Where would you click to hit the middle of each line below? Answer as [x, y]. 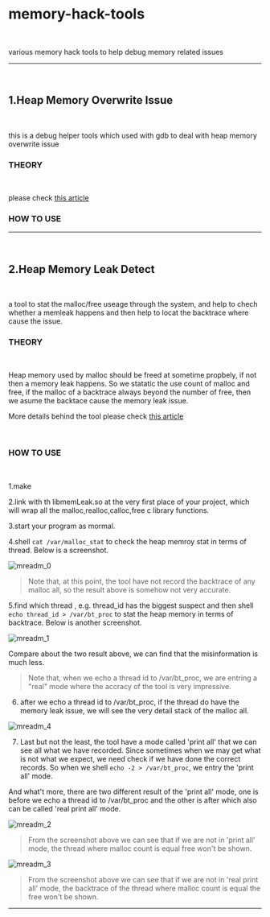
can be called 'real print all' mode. [65, 808]
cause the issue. [35, 321]
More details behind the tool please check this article [96, 416]
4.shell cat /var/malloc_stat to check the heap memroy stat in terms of [127, 541]
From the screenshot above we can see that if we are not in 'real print [143, 879]
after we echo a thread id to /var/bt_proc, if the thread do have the [129, 702]
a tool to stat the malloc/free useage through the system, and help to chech [133, 304]
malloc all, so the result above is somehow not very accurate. [129, 589]
